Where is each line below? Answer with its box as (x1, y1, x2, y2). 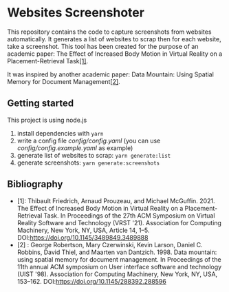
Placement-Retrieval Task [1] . (7, 56, 88, 65)
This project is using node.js (7, 116, 87, 124)
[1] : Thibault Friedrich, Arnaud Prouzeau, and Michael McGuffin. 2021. (17, 196, 215, 205)
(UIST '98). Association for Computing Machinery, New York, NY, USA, (17, 270, 218, 278)
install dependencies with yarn (17, 129, 104, 137)
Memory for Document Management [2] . (7, 77, 120, 85)
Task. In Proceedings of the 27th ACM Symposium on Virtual (43, 211, 215, 220)
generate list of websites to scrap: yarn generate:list (17, 151, 171, 159)
